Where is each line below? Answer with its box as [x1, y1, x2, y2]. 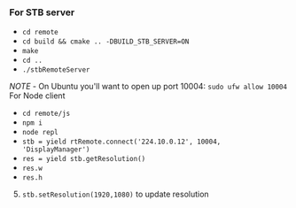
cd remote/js [21, 109, 71, 119]
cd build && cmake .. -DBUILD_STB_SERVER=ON [21, 37, 190, 46]
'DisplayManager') [21, 145, 90, 154]
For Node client [9, 90, 66, 101]
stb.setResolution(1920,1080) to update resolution [21, 189, 210, 200]
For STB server [9, 6, 75, 19]
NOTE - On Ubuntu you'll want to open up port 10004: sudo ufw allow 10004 [9, 81, 288, 92]
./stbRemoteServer [21, 65, 90, 74]
